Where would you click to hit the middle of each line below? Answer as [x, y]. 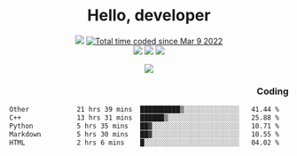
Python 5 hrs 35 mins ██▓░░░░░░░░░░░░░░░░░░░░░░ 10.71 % [144, 126]
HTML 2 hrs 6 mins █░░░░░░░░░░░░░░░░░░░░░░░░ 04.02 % [144, 143]
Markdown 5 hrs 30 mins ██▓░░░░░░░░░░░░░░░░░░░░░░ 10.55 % [144, 134]
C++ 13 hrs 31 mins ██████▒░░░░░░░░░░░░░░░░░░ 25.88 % [144, 118]
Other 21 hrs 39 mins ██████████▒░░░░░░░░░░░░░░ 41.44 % [144, 110]
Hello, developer [149, 16]
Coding [273, 91]
